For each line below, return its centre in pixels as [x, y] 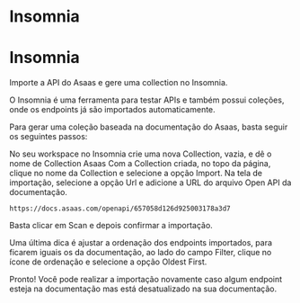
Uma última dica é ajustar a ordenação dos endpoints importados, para [141, 243]
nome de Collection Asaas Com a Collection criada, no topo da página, [140, 164]
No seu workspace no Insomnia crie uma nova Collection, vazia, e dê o [141, 154]
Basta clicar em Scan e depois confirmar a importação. [111, 226]
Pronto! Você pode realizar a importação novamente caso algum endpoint [146, 280]
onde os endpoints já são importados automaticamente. [112, 110]
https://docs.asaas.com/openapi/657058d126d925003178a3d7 [120, 209]
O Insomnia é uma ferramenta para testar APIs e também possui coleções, [147, 100]
